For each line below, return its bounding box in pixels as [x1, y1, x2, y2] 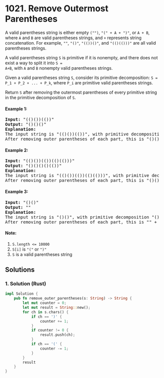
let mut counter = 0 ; [22, 301, 67, 305]
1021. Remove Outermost [5, 3, 109, 14]
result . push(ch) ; [40, 332, 76, 337]
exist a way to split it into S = [5, 60, 62, 66]
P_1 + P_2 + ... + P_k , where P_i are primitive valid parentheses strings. [5, 79, 153, 86]
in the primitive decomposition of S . [5, 94, 76, 101]
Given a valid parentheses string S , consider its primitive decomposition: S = [5, 75, 158, 80]
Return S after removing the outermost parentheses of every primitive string [5, 89, 157, 95]
